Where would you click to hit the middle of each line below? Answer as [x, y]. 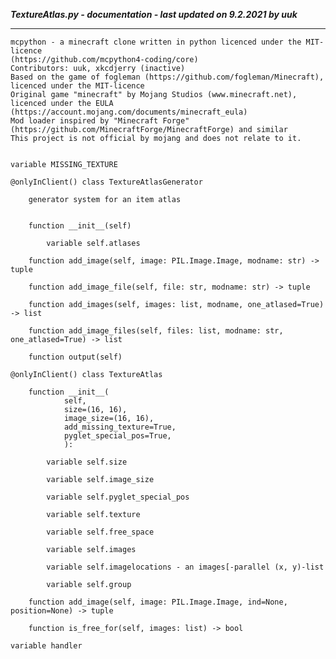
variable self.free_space [100, 532]
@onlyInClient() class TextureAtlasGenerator [106, 182]
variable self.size [87, 462]
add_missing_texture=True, [120, 427]
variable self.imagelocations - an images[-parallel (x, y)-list [185, 567]
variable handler [46, 646]
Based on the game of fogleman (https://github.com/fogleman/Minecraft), [167, 77]
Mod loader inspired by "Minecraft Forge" [100, 121]
